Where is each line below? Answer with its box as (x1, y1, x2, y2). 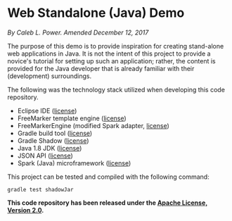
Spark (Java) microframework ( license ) (17, 158, 131, 167)
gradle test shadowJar (7, 186, 74, 193)
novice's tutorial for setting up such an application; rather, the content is (7, 56, 216, 65)
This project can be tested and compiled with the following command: (7, 172, 210, 181)
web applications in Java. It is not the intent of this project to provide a (7, 49, 211, 58)
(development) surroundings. (7, 72, 92, 80)
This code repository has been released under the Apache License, (7, 198, 208, 207)
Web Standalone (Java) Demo (7, 5, 185, 21)
